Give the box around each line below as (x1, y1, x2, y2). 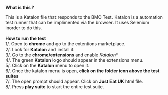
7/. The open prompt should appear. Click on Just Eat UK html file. (5, 78, 143, 84)
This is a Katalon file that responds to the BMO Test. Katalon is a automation (5, 14, 163, 20)
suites (5, 73, 19, 79)
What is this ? (5, 5, 34, 10)
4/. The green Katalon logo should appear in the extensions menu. (5, 57, 144, 63)
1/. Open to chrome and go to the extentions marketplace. (5, 41, 126, 47)
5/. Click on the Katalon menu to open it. (5, 63, 90, 68)
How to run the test (5, 35, 46, 41)
